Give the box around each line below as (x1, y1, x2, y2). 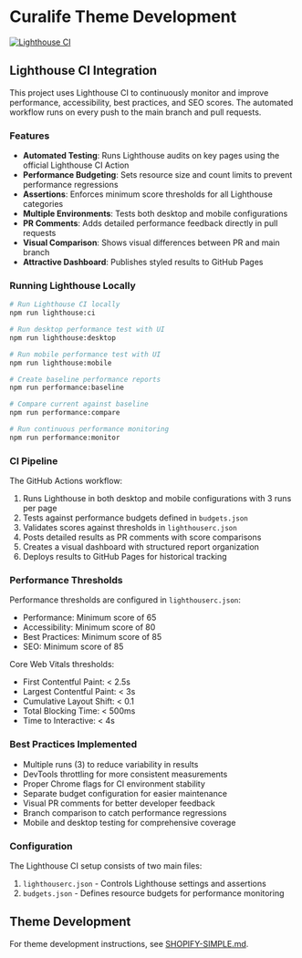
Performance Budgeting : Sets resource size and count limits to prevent (22, 170, 293, 180)
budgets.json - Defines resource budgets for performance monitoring (22, 888, 285, 899)
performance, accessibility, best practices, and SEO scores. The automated (9, 97, 294, 108)
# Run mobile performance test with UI (9, 349, 161, 359)
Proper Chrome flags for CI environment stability (22, 778, 205, 789)
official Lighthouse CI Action (22, 160, 130, 170)
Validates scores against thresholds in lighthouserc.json (22, 522, 237, 533)
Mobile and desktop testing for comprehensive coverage (22, 817, 236, 828)
